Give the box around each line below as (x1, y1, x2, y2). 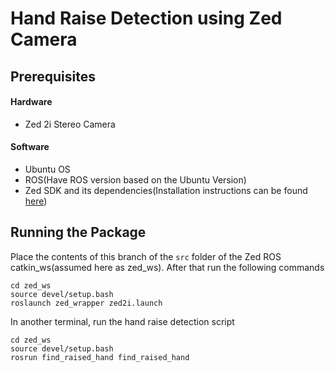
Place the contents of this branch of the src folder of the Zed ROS (10, 250, 282, 262)
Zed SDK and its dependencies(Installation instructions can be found (24, 184, 308, 196)
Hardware (10, 96, 53, 108)
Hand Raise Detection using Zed (10, 7, 283, 30)
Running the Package (10, 224, 147, 241)
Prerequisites (10, 68, 96, 85)
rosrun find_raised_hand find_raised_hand (10, 352, 190, 362)
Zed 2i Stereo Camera (24, 118, 116, 130)
